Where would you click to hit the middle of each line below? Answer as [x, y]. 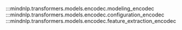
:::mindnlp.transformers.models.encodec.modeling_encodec [80, 9]
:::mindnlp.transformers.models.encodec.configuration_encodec [85, 15]
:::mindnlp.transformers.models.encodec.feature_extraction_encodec [91, 21]
